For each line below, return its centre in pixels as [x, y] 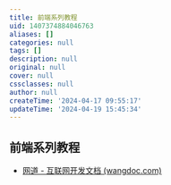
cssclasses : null [42, 84]
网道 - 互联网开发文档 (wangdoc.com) [92, 171]
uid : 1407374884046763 [51, 26]
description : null [43, 59]
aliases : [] [31, 34]
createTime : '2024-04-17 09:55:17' [76, 101]
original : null [38, 68]
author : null [34, 92]
